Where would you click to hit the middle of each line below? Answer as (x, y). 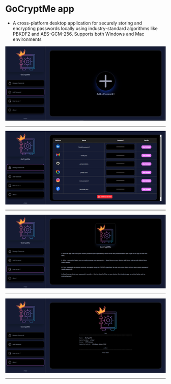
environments (27, 39)
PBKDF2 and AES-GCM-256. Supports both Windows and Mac (78, 34)
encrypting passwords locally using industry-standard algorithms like (85, 28)
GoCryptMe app (40, 9)
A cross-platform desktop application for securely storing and (77, 23)
